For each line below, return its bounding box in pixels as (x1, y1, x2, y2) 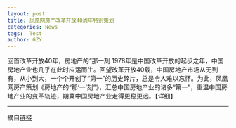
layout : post (7, 10, 46, 18)
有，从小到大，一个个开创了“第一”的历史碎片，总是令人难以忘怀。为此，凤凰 (7, 75, 228, 83)
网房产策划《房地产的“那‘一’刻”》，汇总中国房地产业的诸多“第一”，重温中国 (7, 83, 221, 91)
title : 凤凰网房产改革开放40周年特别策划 (7, 17, 114, 24)
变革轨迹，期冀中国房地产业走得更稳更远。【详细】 (31, 92, 177, 101)
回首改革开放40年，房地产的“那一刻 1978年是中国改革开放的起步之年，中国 (7, 57, 224, 65)
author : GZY (7, 37, 42, 44)
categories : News (7, 23, 58, 30)
